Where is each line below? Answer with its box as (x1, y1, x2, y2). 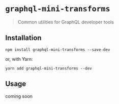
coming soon (5, 93, 33, 99)
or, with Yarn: (5, 56, 33, 62)
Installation (5, 33, 42, 42)
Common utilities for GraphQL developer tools (17, 19, 114, 25)
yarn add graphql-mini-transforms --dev (5, 65, 93, 71)
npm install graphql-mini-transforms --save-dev (5, 47, 110, 52)
